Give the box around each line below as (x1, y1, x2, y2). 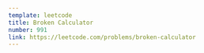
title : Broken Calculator (8, 19, 93, 26)
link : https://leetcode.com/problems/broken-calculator (8, 33, 196, 41)
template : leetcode (8, 11, 73, 19)
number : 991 (8, 26, 47, 34)
